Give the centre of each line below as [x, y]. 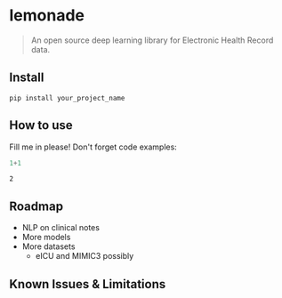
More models [46, 238]
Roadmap [36, 206]
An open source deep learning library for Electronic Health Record [152, 40]
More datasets [48, 246]
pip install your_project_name [67, 98]
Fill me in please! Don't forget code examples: [93, 147]
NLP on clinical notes [61, 228]
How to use [41, 125]
